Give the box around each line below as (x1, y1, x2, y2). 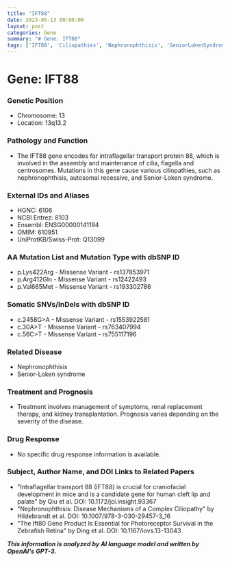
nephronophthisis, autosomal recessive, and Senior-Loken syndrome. (16, 173, 214, 182)
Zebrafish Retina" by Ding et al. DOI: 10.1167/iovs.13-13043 (16, 526, 181, 535)
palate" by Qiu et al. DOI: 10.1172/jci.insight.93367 (16, 497, 157, 505)
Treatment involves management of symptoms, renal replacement (16, 403, 203, 411)
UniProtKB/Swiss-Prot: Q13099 (16, 235, 105, 244)
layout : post (7, 23, 44, 30)
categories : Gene (7, 29, 57, 36)
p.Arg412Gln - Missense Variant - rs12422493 (16, 275, 147, 283)
